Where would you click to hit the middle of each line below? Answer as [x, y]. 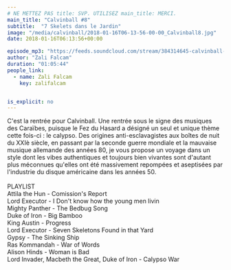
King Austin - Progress [39, 223]
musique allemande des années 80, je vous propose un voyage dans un [109, 150]
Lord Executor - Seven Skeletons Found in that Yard [80, 230]
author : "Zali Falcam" [40, 58]
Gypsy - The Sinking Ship [43, 238]
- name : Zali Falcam [43, 77]
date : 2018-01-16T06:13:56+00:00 [55, 39]
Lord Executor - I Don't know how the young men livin [83, 201]
